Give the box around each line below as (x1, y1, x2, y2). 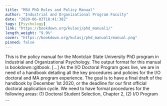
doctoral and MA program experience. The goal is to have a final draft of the (5, 74, 162, 80)
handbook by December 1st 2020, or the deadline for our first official (5, 80, 146, 86)
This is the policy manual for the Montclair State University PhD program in (5, 53, 159, 59)
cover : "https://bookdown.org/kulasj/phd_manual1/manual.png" (5, 35, 137, 40)
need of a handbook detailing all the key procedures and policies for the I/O (5, 69, 161, 75)
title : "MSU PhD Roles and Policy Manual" (5, 7, 95, 12)
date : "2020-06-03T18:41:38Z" (5, 16, 68, 21)
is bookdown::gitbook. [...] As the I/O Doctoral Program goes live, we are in (5, 64, 159, 70)
